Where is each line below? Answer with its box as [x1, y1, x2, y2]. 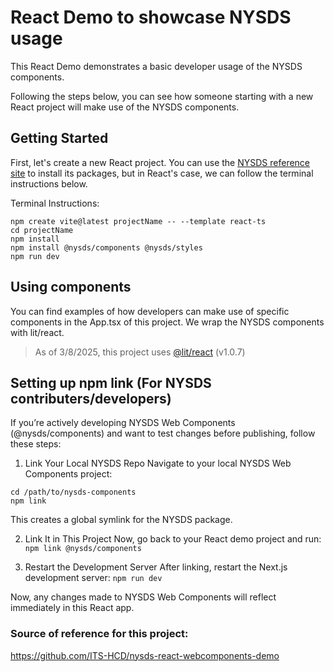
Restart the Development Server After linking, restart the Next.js [24, 561, 288, 573]
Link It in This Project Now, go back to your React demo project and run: [24, 533, 322, 545]
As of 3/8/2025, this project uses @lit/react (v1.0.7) [34, 346, 246, 358]
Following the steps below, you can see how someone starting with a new [10, 90, 314, 102]
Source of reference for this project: [10, 627, 189, 641]
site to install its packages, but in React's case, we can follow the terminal [10, 167, 314, 179]
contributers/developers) [10, 390, 172, 407]
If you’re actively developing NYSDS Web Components [10, 417, 236, 429]
